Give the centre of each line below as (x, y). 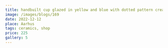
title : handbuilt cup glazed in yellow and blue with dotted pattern (79, 10)
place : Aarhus (20, 24)
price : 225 (16, 33)
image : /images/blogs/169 (32, 14)
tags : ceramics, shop (28, 28)
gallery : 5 (16, 38)
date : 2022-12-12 (23, 19)
